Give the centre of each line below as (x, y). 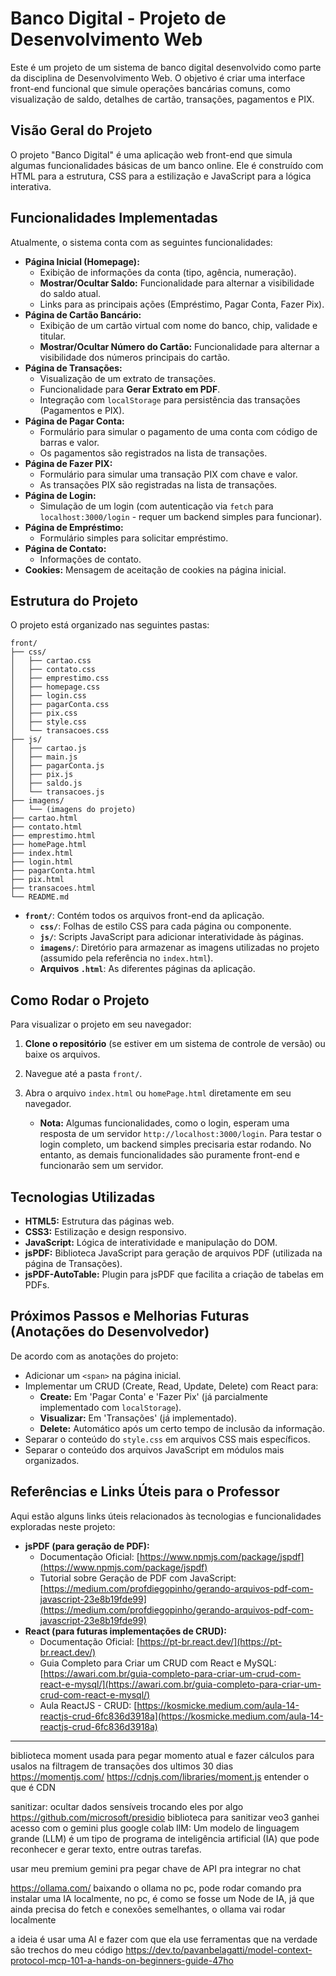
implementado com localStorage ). (110, 1407)
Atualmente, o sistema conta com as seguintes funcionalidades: (141, 242)
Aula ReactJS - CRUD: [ (88, 1705)
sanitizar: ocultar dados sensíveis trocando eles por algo (127, 1806)
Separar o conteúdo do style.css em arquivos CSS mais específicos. (167, 1439)
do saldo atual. (70, 293)
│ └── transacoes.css (60, 731)
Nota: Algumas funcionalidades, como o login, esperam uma (164, 1123)
